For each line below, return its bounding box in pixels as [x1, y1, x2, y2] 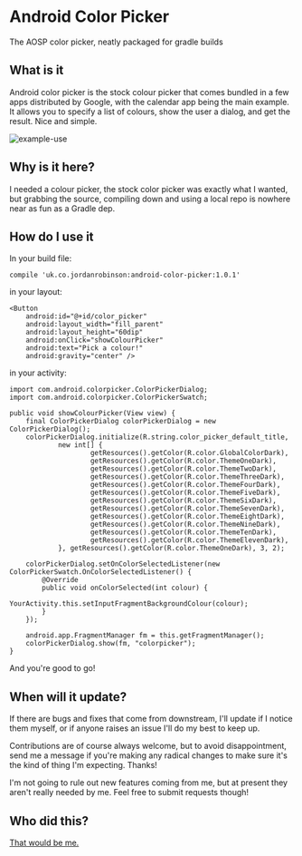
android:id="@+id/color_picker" [25, 312, 147, 321]
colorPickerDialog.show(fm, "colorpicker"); [25, 639, 196, 648]
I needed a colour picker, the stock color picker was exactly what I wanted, [9, 183, 288, 194]
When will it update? [9, 689, 127, 705]
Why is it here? [9, 160, 95, 175]
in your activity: [9, 367, 67, 378]
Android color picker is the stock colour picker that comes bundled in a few [9, 86, 289, 97]
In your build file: [9, 253, 72, 264]
